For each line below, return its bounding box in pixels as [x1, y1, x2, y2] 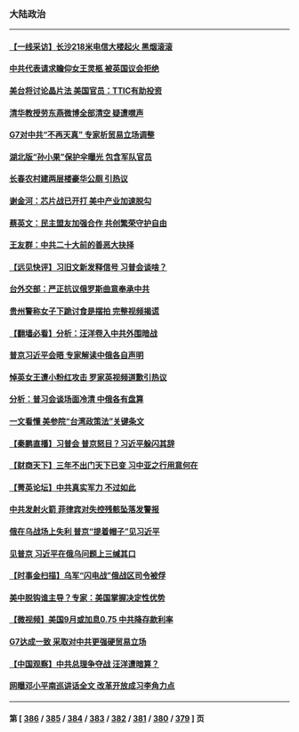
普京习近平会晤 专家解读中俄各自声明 [9, 350, 144, 361]
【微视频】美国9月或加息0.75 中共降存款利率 [9, 614, 174, 625]
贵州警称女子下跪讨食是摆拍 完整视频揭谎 [9, 305, 160, 317]
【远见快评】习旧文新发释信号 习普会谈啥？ [9, 261, 167, 272]
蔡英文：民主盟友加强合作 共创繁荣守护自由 [9, 217, 167, 228]
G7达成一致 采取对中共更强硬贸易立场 [9, 636, 147, 647]
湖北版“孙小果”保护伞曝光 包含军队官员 [9, 151, 153, 162]
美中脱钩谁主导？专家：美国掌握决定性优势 [9, 592, 166, 603]
